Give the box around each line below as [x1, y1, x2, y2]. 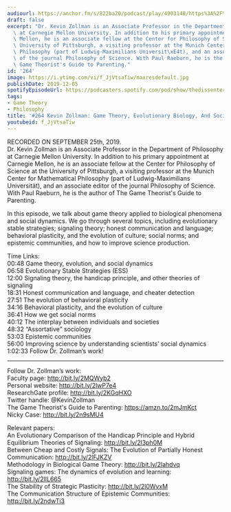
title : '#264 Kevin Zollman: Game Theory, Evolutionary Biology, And [7, 112, 211, 119]
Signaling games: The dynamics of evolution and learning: [7, 467, 172, 476]
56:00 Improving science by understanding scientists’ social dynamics [7, 340, 207, 348]
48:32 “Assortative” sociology [7, 324, 91, 333]
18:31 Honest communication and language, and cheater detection [7, 288, 195, 296]
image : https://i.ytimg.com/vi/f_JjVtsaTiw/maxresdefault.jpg [7, 74, 189, 81]
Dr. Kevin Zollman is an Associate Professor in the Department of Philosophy [7, 145, 223, 153]
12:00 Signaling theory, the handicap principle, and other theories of [7, 274, 201, 282]
